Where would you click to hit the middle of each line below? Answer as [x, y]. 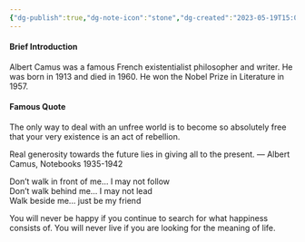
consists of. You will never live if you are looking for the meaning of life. [143, 228]
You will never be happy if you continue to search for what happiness [139, 218]
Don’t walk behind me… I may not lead [81, 191]
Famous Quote [38, 107]
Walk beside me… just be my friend [75, 201]
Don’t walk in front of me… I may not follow [90, 181]
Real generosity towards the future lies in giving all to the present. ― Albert [150, 154]
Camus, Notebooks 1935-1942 [66, 164]
